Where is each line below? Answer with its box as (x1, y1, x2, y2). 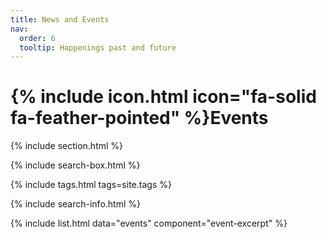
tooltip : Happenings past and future (19, 42, 177, 53)
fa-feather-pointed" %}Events (10, 107, 269, 130)
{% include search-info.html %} (10, 198, 141, 210)
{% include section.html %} (10, 140, 124, 152)
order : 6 (19, 33, 56, 43)
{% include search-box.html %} (10, 159, 141, 171)
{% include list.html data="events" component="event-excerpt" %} (10, 217, 288, 230)
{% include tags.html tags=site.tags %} (10, 179, 172, 191)
